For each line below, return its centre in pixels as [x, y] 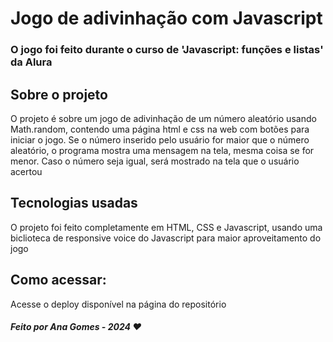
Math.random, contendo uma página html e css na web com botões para [160, 129]
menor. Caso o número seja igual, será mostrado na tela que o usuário [155, 161]
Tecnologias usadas [74, 203]
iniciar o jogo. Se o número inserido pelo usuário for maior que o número [160, 139]
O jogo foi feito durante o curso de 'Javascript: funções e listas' [167, 50]
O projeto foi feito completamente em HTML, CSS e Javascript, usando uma [166, 227]
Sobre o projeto [59, 94]
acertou [26, 171]
